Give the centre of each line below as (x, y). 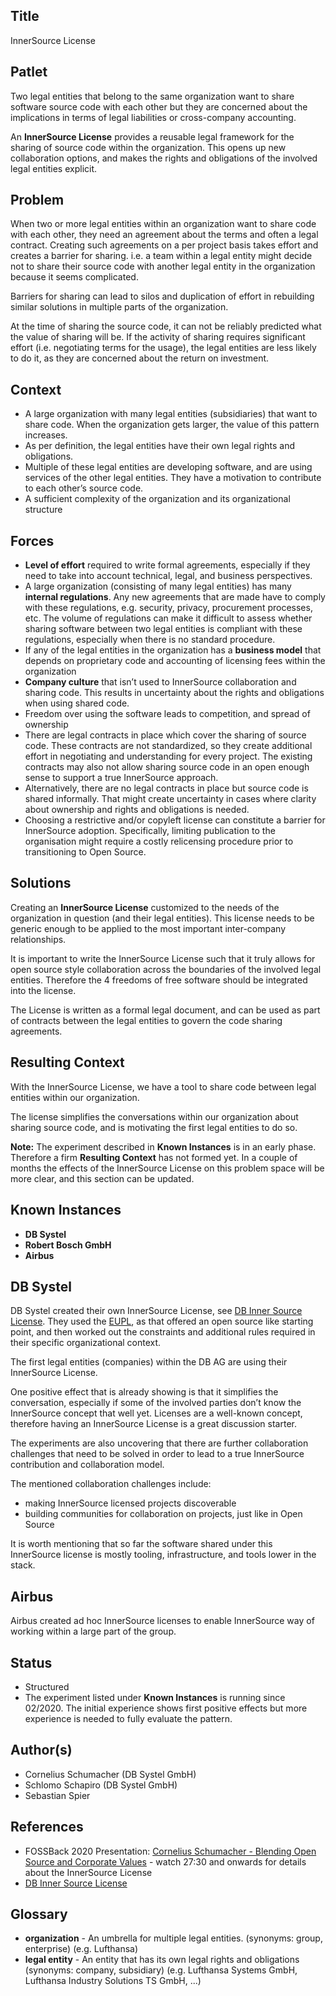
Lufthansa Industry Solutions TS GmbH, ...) (113, 1981)
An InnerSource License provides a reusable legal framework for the (152, 136)
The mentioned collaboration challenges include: (111, 1484)
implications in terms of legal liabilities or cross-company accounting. (153, 117)
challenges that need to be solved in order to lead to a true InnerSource (157, 1454)
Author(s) (41, 1750)
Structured (47, 1686)
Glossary (39, 1914)
